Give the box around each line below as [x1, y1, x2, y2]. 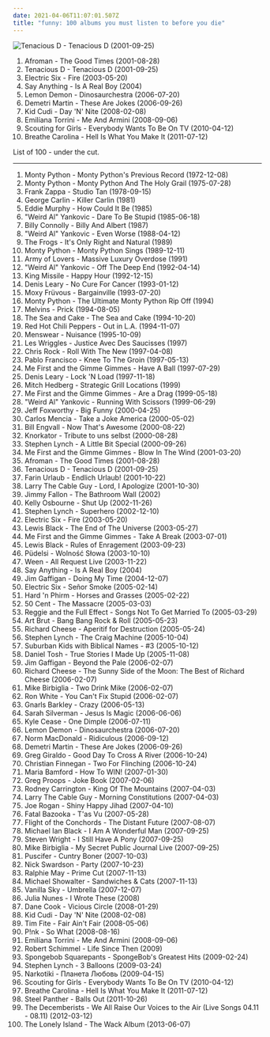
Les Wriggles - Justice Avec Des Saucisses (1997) [24, 338, 188, 348]
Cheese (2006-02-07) [24, 674, 97, 684]
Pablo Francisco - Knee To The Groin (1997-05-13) [24, 355, 189, 364]
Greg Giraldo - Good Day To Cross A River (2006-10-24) [24, 750, 208, 760]
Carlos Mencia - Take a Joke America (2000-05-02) [24, 413, 195, 424]
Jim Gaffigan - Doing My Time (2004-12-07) [24, 573, 169, 583]
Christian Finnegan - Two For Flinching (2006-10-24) [24, 758, 197, 768]
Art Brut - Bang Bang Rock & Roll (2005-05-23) [24, 615, 178, 625]
